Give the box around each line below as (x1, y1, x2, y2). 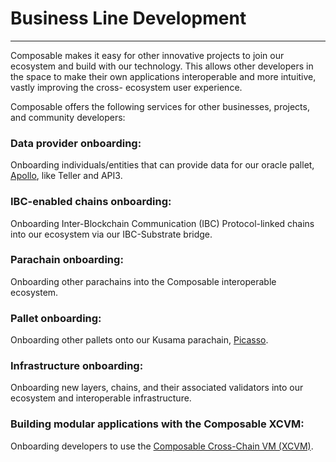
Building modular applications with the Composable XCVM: (10, 417, 305, 431)
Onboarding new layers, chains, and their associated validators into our (10, 382, 304, 394)
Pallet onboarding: (10, 311, 102, 325)
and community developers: (10, 111, 126, 123)
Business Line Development (10, 7, 247, 30)
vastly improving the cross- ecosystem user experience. (10, 81, 243, 93)
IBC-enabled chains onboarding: (10, 195, 172, 209)
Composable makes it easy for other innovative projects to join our (10, 49, 285, 61)
